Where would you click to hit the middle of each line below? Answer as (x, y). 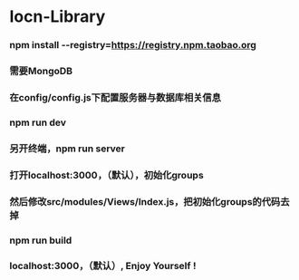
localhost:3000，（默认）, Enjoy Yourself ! (103, 266)
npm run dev (38, 122)
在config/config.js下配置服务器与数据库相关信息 (116, 97)
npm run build (41, 240)
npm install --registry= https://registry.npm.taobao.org (133, 45)
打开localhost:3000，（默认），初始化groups (106, 175)
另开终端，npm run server (67, 149)
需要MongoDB (41, 72)
